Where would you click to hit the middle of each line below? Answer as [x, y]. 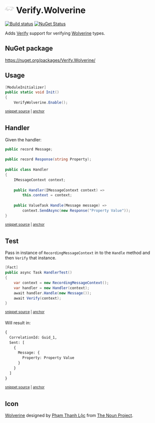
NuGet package [29, 48]
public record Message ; [29, 149]
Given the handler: [23, 139]
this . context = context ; [47, 195]
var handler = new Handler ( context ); [52, 288]
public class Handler [27, 170]
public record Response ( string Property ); [48, 159]
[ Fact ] [12, 268]
